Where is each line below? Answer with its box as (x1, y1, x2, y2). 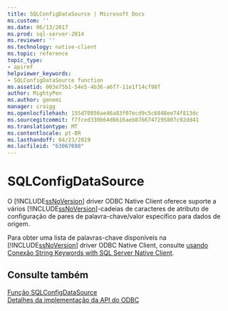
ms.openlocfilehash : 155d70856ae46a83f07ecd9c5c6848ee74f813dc (7, 110, 199, 117)
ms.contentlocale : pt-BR (7, 130, 81, 137)
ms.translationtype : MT (7, 122, 78, 130)
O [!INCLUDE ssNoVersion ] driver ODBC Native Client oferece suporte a (7, 197, 217, 206)
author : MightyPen (7, 90, 62, 97)
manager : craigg (7, 103, 56, 110)
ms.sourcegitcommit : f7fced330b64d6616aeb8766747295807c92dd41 (7, 116, 199, 123)
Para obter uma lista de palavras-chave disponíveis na (7, 233, 167, 242)
